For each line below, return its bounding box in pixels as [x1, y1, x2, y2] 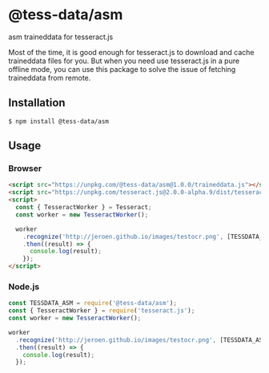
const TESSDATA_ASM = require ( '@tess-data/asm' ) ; [8, 300, 178, 308]
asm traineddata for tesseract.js [8, 32, 114, 42]
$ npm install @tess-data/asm [8, 117, 110, 125]
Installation [8, 96, 66, 109]
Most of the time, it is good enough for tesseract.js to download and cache [8, 47, 255, 57]
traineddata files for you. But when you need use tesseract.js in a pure [8, 56, 240, 65]
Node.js [8, 281, 40, 292]
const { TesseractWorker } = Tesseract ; [15, 204, 152, 212]
